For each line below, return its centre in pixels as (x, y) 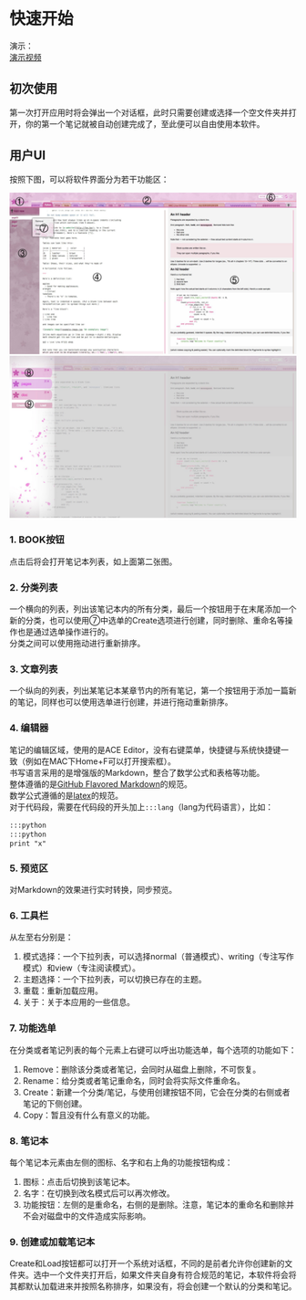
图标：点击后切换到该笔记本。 (78, 1181)
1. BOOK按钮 (37, 540)
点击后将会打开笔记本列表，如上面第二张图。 (93, 561)
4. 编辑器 (29, 729)
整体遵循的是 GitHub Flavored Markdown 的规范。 (101, 784)
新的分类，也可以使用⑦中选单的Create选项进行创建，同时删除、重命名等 (147, 621)
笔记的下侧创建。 (55, 1103)
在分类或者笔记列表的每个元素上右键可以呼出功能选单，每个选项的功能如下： (153, 1050)
